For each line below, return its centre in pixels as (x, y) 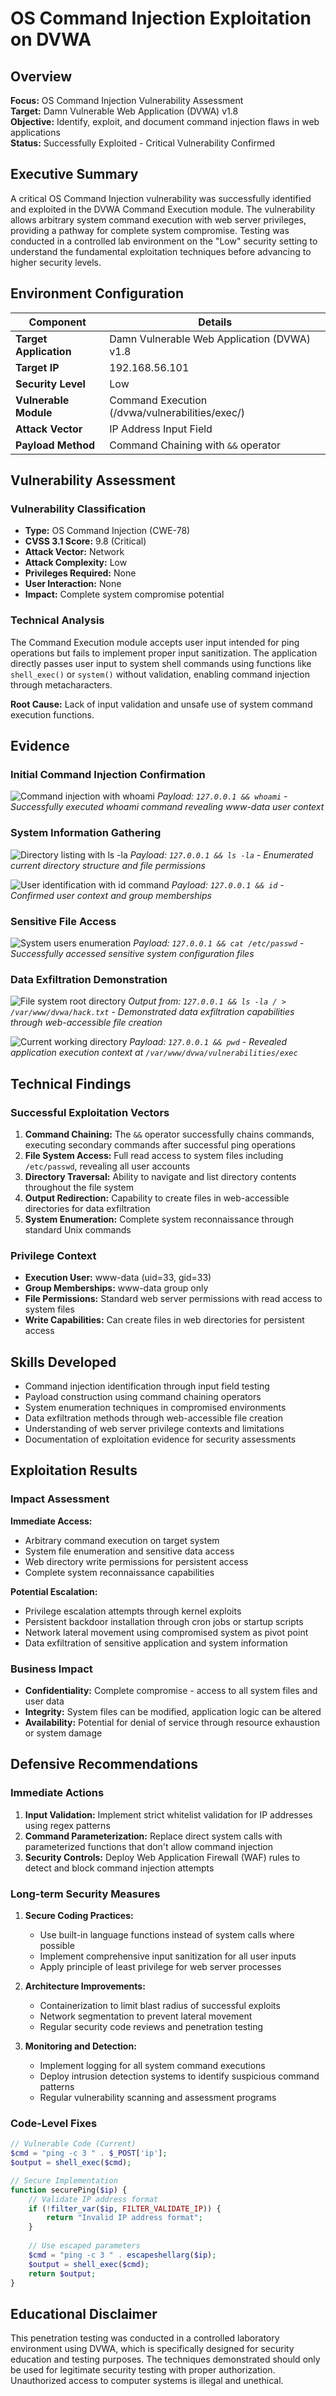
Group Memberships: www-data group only (116, 1288)
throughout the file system (79, 1187)
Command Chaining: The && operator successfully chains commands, (169, 1134)
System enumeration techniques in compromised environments (155, 1407)
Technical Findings (71, 1083)
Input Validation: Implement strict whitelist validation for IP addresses (168, 1814)
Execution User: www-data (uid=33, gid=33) (118, 1278)
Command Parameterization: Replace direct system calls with (153, 1836)
